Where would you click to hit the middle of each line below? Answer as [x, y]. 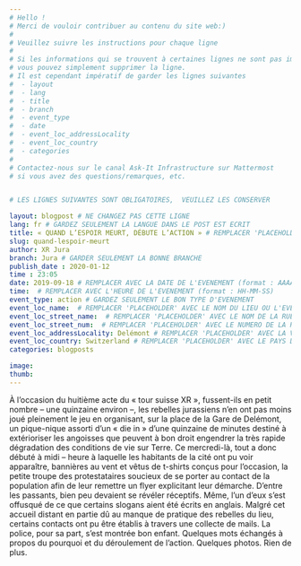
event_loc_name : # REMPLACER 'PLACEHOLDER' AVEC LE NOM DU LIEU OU [140, 308]
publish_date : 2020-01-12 [60, 266]
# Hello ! [28, 17]
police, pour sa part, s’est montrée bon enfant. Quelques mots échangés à [146, 533]
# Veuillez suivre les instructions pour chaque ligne [114, 43]
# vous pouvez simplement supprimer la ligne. [98, 68]
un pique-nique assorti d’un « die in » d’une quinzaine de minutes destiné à [148, 428]
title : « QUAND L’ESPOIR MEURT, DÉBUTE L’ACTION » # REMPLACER [130, 233]
